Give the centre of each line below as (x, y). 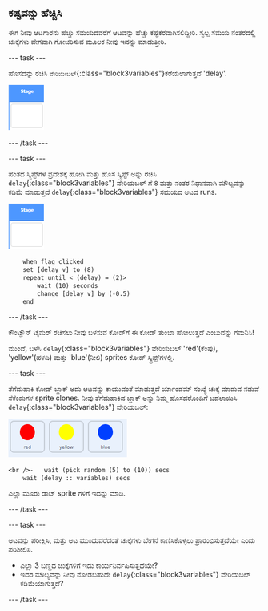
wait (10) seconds (68, 285)
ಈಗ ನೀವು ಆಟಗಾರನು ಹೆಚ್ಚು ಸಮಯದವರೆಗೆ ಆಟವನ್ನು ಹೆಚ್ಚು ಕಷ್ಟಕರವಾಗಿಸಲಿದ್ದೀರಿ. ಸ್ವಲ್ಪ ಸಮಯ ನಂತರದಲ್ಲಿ (132, 32)
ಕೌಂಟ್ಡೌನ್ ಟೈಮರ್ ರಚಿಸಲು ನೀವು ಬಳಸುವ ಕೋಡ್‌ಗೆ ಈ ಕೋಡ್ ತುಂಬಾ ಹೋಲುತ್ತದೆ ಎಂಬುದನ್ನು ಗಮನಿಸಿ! (131, 332)
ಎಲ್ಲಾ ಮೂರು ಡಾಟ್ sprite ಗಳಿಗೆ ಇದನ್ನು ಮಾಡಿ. (67, 493)
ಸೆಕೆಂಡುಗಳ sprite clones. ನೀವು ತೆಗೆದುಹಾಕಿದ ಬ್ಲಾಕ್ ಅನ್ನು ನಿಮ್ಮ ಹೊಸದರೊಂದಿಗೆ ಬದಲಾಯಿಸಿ (123, 398)
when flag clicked (53, 261)
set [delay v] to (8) (58, 269)
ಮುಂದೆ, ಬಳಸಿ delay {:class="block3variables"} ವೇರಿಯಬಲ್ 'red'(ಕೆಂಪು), (113, 348)
